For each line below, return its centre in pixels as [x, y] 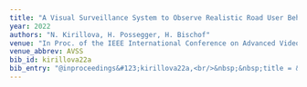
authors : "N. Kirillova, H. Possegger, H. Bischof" [110, 34]
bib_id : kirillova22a [51, 60]
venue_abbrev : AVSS [47, 52]
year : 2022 [30, 26]
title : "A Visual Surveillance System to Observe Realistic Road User [147, 18]
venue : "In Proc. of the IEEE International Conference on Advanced [143, 43]
